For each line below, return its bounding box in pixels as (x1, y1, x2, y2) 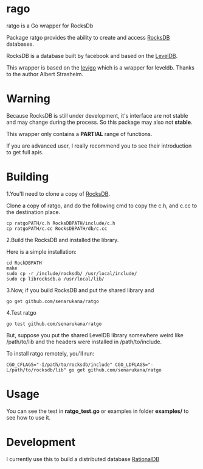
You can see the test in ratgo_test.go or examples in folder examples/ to (6, 407, 189, 415)
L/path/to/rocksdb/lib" (6, 367, 67, 373)
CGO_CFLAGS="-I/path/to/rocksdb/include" (6, 362, 113, 368)
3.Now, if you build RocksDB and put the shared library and (6, 286, 154, 294)
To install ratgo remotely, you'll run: (6, 349, 95, 357)
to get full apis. (6, 148, 44, 156)
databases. (6, 40, 35, 48)
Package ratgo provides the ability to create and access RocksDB (6, 34, 170, 41)
